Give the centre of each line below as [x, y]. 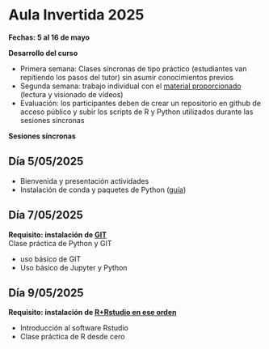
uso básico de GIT [50, 259]
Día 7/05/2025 [46, 215]
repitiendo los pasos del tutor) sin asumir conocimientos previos [127, 77]
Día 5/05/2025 [46, 162]
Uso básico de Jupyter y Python [74, 267]
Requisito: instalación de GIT [58, 234]
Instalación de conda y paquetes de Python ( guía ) [103, 189]
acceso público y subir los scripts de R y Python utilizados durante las [137, 112]
